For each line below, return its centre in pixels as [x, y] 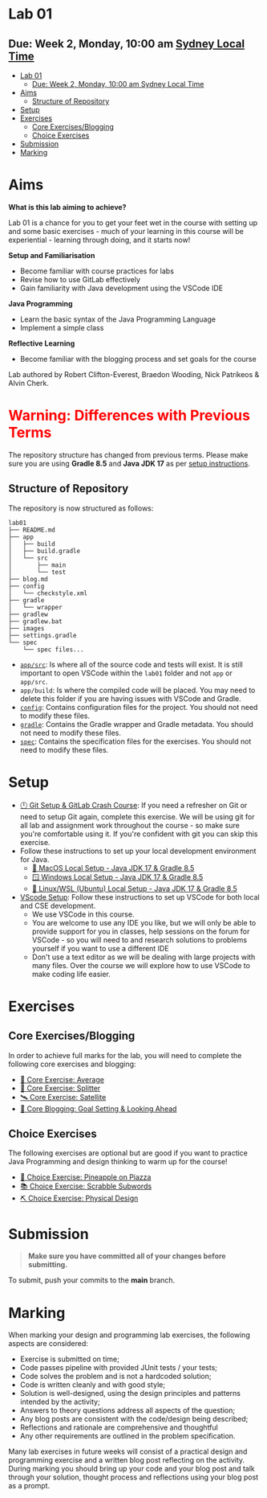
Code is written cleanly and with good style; [93, 1385]
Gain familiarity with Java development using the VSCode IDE [121, 288]
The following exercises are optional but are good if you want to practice [128, 1153]
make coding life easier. [71, 974]
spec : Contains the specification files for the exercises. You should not [136, 741]
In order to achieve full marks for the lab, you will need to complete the [125, 1055]
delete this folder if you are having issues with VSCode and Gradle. [131, 698]
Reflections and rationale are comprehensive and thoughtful [119, 1427]
